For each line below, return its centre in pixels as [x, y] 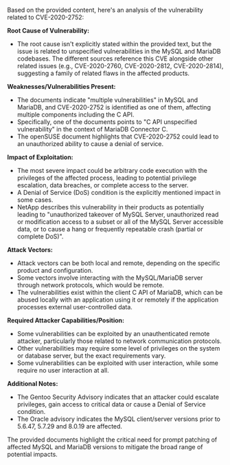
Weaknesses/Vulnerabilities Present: [61, 86]
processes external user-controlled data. [74, 307]
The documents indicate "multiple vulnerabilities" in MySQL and [107, 100]
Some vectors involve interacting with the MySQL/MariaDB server [110, 278]
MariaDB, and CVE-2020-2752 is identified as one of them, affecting [114, 107]
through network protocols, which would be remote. [91, 285]
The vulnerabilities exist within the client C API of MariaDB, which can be [120, 292]
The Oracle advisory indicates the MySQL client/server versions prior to [119, 419]
